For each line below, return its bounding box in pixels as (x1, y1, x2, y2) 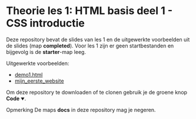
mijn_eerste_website (14, 77, 64, 84)
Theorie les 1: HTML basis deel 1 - (6, 4, 172, 18)
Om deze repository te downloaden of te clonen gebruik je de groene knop (6, 89, 187, 96)
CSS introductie (6, 16, 85, 30)
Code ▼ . (6, 95, 26, 102)
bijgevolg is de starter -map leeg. (6, 48, 87, 55)
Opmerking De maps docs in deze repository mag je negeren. (6, 106, 156, 113)
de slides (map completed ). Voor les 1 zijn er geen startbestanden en (6, 42, 174, 49)
